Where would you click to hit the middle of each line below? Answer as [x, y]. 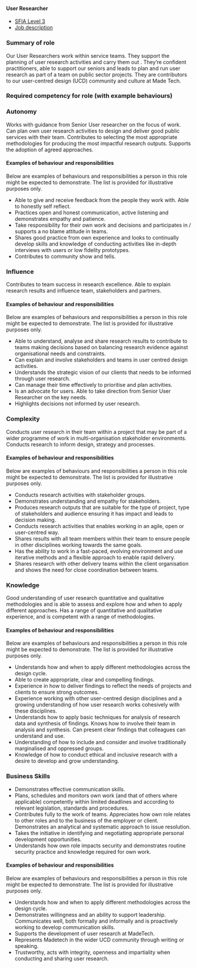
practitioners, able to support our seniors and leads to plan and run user [93, 68]
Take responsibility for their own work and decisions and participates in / [103, 225]
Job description [34, 28]
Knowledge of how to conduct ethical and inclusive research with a [96, 755]
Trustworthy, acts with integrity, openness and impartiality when [92, 952]
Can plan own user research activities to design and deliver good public [93, 131]
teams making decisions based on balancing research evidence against [101, 347]
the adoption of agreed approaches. [50, 150]
